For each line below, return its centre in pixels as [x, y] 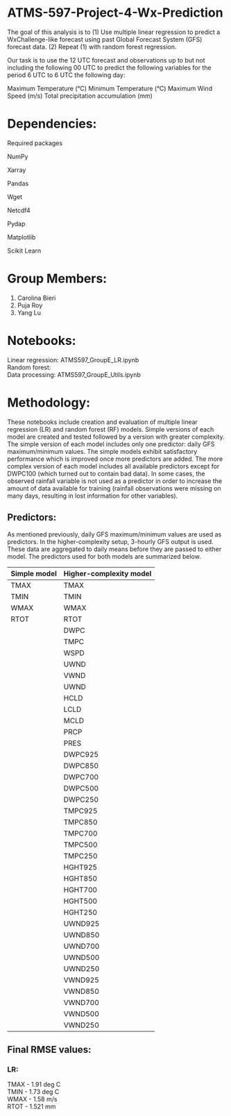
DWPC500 [81, 788]
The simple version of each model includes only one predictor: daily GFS [111, 444]
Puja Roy [30, 305]
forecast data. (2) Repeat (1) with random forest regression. [92, 46]
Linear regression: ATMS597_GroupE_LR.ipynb [73, 360]
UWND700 [82, 946]
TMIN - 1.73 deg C [33, 1092]
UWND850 [82, 935]
